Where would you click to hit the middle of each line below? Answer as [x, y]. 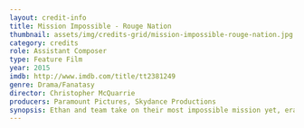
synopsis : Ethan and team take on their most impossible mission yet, [145, 110]
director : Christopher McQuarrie [72, 93]
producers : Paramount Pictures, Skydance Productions [113, 101]
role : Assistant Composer [58, 51]
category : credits [44, 43]
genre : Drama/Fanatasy [52, 85]
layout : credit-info [48, 18]
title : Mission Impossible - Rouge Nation [90, 26]
